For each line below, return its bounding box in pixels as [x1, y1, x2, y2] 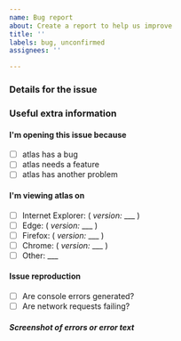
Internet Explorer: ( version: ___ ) [21, 210, 140, 221]
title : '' [9, 29, 46, 38]
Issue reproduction [9, 271, 82, 281]
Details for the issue [9, 84, 98, 96]
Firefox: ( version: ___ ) [21, 230, 105, 240]
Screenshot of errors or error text [9, 321, 135, 332]
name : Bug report [9, 12, 74, 22]
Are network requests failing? [21, 301, 130, 312]
